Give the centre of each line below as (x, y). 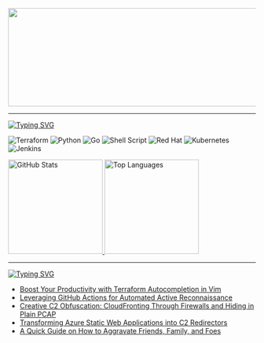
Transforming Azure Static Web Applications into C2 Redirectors (123, 323)
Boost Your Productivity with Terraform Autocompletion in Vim (120, 289)
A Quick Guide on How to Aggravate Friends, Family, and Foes (120, 331)
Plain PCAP (38, 314)
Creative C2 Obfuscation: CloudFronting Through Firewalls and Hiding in (137, 306)
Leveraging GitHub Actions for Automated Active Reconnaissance (126, 297)
